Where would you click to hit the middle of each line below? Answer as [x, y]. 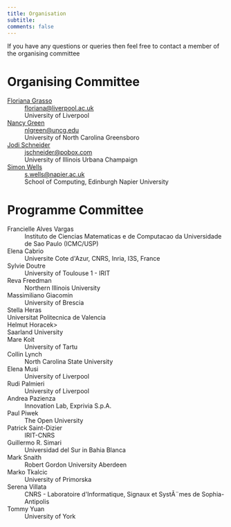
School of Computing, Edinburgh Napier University [97, 182]
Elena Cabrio [25, 251]
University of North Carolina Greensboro [82, 138]
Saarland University [35, 332]
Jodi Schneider [29, 145]
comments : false [30, 26]
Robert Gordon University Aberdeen [76, 465]
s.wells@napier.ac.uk [55, 175]
